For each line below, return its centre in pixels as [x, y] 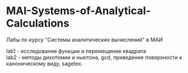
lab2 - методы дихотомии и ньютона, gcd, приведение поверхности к [94, 57]
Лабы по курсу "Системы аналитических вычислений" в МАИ [85, 39]
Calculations [38, 23]
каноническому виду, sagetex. [44, 64]
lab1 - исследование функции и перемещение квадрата [76, 51]
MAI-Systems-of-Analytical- [79, 11]
